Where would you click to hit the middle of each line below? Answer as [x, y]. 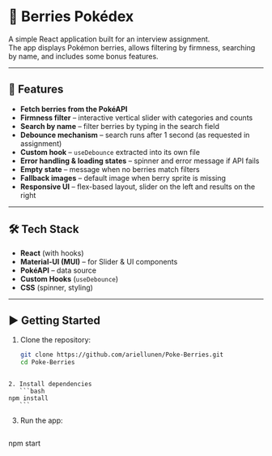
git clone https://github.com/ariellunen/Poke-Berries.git [122, 355]
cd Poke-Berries [47, 363]
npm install [28, 398]
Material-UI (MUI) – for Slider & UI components [99, 261]
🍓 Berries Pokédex [71, 17]
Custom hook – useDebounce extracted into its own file [110, 152]
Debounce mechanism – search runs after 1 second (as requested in [135, 135]
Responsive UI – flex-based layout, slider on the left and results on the [138, 187]
